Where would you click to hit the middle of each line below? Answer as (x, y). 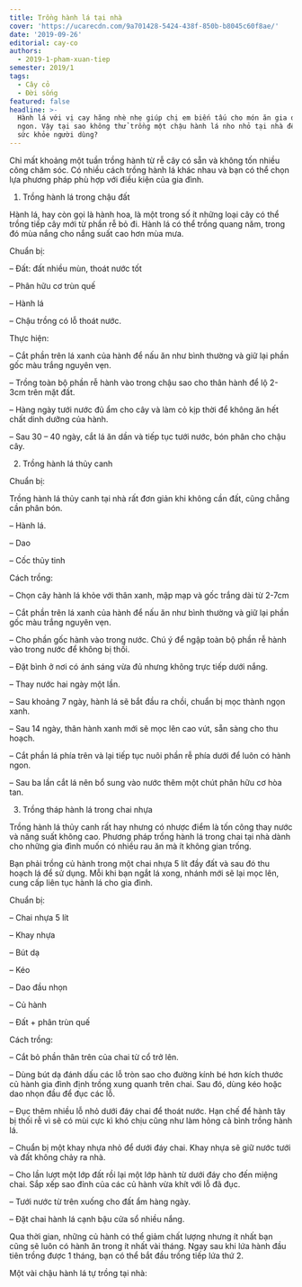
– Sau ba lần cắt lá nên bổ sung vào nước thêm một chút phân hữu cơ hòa (146, 782)
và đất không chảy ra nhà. (58, 1156)
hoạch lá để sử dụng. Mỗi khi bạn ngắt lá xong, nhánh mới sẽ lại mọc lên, (144, 873)
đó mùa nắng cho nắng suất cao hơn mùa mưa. (97, 233)
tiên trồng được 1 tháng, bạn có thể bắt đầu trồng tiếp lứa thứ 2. (127, 1255)
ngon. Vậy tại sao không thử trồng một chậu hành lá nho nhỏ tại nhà (150, 127)
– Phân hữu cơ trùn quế (53, 285)
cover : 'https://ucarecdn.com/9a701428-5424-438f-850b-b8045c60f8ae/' (144, 26)
